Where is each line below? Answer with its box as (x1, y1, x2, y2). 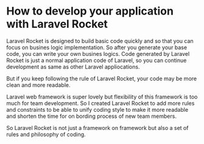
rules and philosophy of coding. (6, 131, 86, 138)
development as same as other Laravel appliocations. (6, 63, 140, 70)
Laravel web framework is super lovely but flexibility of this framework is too (6, 93, 198, 100)
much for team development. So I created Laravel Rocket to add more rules (6, 99, 195, 107)
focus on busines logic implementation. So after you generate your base (6, 44, 188, 51)
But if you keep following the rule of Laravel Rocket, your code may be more (6, 75, 197, 82)
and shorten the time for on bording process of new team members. (6, 112, 177, 120)
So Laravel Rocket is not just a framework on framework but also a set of (6, 124, 189, 131)
